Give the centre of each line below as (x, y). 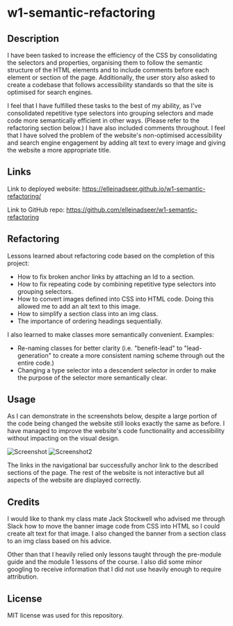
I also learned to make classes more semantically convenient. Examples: (111, 334)
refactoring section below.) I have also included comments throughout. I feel (116, 128)
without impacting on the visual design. (63, 438)
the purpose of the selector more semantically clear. (92, 377)
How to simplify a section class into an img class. (88, 313)
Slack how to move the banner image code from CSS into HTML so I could (114, 526)
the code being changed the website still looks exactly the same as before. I (116, 423)
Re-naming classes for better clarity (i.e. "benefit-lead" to (100, 348)
